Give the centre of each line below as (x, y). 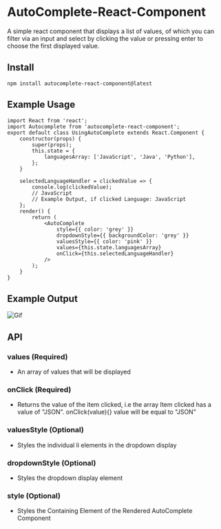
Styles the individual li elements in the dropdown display (97, 445)
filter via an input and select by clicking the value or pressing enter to (105, 38)
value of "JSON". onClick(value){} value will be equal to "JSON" (106, 412)
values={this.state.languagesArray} (109, 247)
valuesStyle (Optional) (45, 430)
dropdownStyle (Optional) (52, 463)
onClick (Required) (39, 389)
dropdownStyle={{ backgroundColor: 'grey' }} (123, 235)
